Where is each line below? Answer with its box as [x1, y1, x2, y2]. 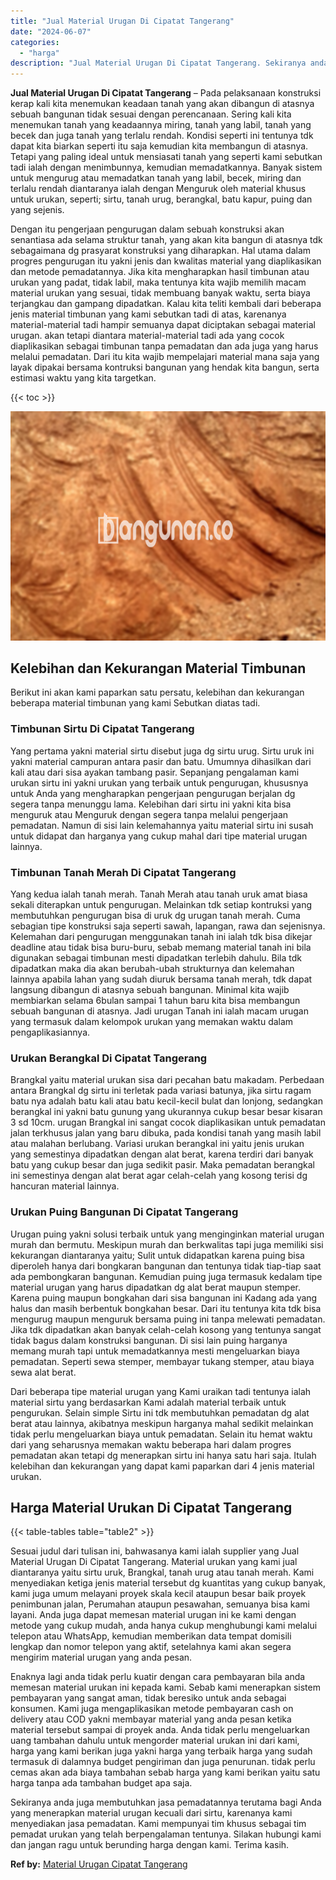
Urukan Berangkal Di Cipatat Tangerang [10, 1051, 208, 1065]
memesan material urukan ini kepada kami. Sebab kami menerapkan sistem [10, 1681, 321, 1694]
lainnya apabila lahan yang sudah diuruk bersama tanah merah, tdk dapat [10, 973, 313, 985]
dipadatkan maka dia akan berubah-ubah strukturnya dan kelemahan [10, 963, 295, 975]
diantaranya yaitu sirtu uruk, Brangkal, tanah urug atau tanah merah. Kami [10, 1566, 315, 1579]
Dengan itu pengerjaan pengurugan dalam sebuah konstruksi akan [10, 223, 285, 235]
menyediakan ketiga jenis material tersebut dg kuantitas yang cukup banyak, [10, 1577, 326, 1589]
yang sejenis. [10, 204, 65, 216]
